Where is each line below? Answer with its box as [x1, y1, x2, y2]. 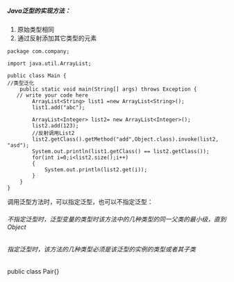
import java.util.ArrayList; [7, 60, 92, 67]
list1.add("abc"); [32, 104, 85, 111]
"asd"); [7, 141, 30, 149]
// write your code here [16, 91, 89, 99]
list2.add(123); [32, 122, 79, 129]
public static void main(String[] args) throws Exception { [19, 86, 197, 93]
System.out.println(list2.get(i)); [44, 166, 148, 173]
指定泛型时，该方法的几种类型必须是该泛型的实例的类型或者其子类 [7, 245, 196, 253]
